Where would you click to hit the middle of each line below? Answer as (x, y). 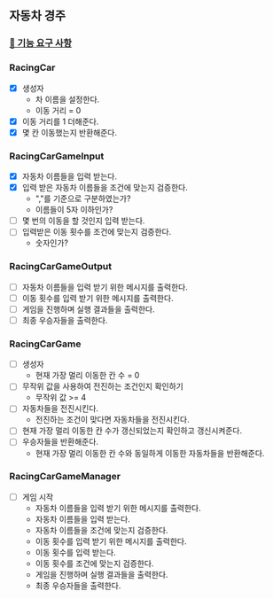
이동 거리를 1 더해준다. (60, 121)
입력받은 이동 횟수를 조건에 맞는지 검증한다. (97, 232)
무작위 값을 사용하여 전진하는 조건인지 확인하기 (102, 386)
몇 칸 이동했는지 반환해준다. (70, 132)
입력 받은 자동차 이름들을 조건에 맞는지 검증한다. (105, 188)
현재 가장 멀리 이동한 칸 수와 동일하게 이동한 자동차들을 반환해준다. (150, 453)
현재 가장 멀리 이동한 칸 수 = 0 (87, 376)
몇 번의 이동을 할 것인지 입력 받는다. (83, 221)
